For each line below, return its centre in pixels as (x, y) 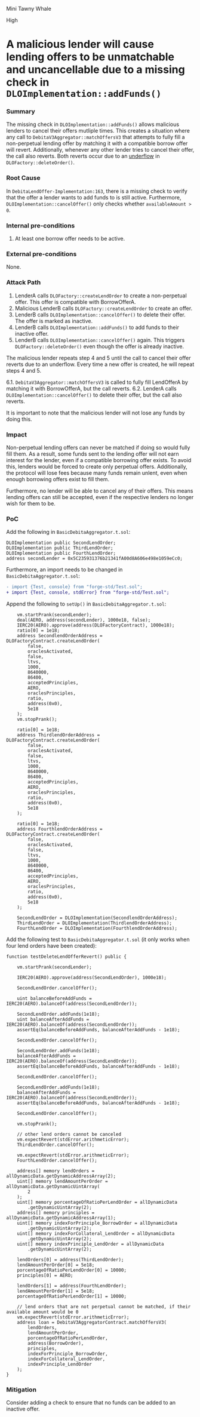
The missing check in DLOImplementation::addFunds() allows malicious (93, 124)
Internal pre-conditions (41, 225)
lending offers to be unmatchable (90, 57)
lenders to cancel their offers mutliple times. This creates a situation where (98, 131)
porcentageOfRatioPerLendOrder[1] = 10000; (72, 1296)
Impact (17, 434)
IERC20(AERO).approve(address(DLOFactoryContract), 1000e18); (96, 625)
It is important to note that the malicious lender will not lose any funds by (96, 413)
